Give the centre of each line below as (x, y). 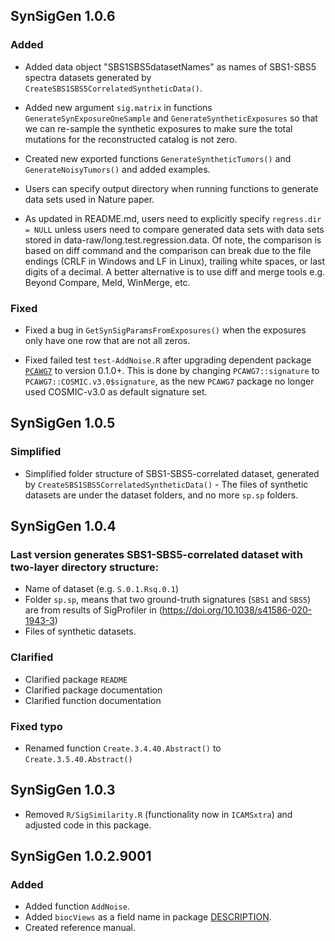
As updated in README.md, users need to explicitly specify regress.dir (173, 218)
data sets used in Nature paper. (89, 199)
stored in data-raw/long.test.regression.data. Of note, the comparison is (173, 240)
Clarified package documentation (93, 690)
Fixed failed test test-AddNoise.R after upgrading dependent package (168, 360)
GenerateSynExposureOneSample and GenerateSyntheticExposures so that (171, 118)
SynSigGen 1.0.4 (63, 526)
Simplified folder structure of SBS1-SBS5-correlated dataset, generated (172, 473)
